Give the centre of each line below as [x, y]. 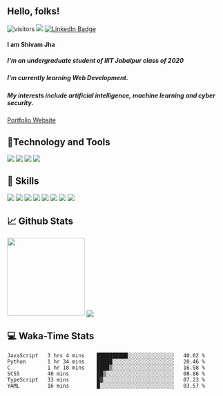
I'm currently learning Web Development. [68, 78]
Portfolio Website [32, 120]
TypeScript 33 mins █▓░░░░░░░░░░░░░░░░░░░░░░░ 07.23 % [106, 379]
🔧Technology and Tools [59, 142]
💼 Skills [23, 181]
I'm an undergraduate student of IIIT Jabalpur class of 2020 [96, 60]
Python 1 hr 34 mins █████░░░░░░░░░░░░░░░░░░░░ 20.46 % [106, 361]
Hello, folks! [33, 11]
